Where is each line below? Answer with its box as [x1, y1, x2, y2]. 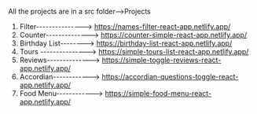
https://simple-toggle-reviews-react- [101, 55, 222, 64]
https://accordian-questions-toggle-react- [101, 72, 239, 81]
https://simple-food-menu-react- [105, 89, 212, 97]
